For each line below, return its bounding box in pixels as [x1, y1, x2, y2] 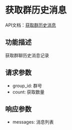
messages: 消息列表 [12, 119, 54, 125]
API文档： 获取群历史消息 [5, 22, 56, 28]
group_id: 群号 [12, 82, 42, 88]
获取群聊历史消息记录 [5, 52, 49, 58]
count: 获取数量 [12, 88, 45, 95]
